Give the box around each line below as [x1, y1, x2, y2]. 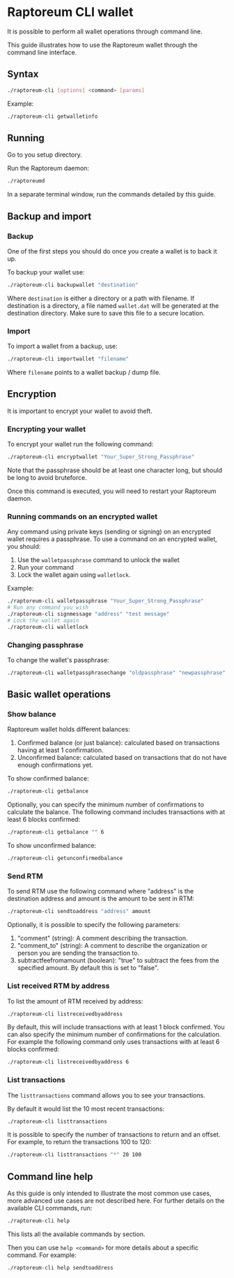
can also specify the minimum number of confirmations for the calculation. [7, 1030, 221, 1038]
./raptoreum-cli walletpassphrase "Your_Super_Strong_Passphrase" [7, 598, 204, 605]
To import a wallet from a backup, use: [7, 342, 118, 350]
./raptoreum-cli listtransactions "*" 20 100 [7, 1151, 141, 1158]
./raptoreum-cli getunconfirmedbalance [7, 855, 123, 862]
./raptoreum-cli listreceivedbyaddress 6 [7, 1059, 130, 1066]
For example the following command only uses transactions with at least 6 [7, 1038, 220, 1046]
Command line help [7, 1171, 93, 1183]
